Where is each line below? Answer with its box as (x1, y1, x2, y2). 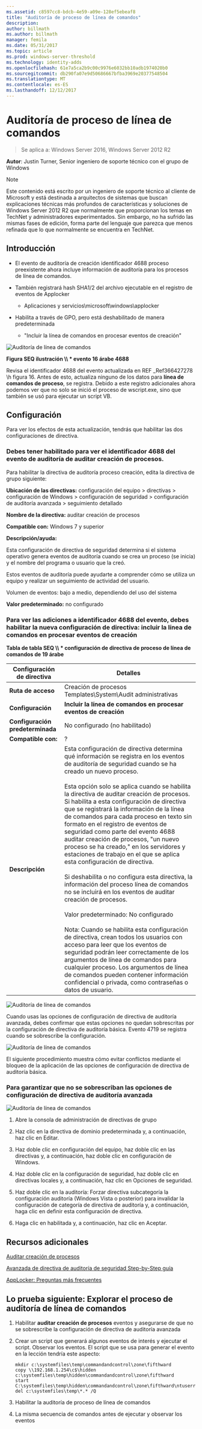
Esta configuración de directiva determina (64, 745, 183, 753)
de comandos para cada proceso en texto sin (64, 812, 192, 821)
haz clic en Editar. (14, 1134, 60, 1141)
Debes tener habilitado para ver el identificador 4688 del (6, 447, 176, 456)
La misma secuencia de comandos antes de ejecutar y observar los (14, 1410, 183, 1418)
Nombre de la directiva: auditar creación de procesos (6, 511, 140, 519)
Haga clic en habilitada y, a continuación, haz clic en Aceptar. (14, 1219, 167, 1227)
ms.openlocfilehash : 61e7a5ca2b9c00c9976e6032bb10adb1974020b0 (6, 65, 168, 71)
